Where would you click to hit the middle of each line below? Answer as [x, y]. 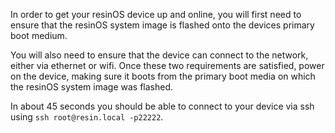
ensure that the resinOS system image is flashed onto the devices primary [162, 25]
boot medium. [39, 35]
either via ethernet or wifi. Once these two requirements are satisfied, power [167, 65]
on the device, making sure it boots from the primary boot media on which [163, 76]
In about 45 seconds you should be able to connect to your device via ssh [162, 106]
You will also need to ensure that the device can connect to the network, [159, 55]
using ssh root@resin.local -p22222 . [87, 117]
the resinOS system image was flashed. [92, 87]
